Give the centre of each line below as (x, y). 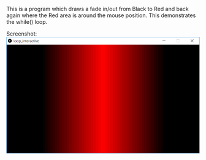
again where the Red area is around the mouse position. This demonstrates (101, 15)
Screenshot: (22, 34)
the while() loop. (27, 22)
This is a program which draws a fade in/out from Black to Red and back (97, 9)
